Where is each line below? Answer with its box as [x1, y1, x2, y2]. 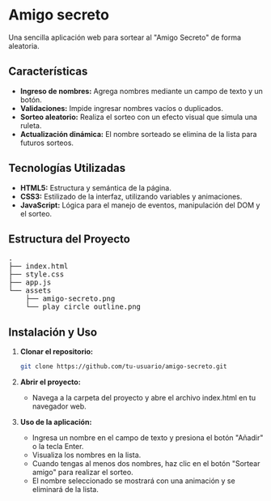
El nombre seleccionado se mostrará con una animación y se [32, 476, 236, 486]
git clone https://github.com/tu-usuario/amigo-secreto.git [19, 362, 227, 370]
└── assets [8, 286, 52, 295]
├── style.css [8, 270, 65, 279]
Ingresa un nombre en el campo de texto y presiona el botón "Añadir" [32, 433, 264, 443]
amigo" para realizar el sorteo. [32, 468, 133, 477]
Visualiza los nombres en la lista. [32, 450, 142, 460]
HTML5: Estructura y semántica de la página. [19, 182, 171, 192]
